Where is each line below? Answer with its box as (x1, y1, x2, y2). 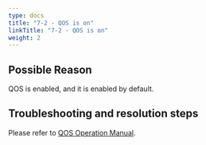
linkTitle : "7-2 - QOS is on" (8, 26, 109, 34)
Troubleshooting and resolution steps (8, 107, 199, 120)
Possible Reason (8, 63, 93, 76)
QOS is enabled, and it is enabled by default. (8, 84, 154, 93)
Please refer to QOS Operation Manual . (8, 128, 136, 137)
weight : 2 (8, 33, 41, 42)
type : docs (8, 11, 45, 20)
